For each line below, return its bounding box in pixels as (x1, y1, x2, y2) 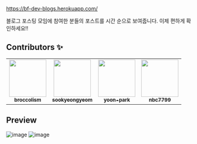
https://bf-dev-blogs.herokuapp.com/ (6, 5, 98, 12)
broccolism (14, 96, 42, 103)
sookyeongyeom (52, 96, 93, 103)
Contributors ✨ (6, 42, 63, 52)
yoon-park (103, 96, 131, 103)
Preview (6, 115, 37, 126)
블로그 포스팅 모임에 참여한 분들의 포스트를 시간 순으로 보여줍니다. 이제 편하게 (6, 17, 185, 24)
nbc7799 (148, 96, 171, 103)
